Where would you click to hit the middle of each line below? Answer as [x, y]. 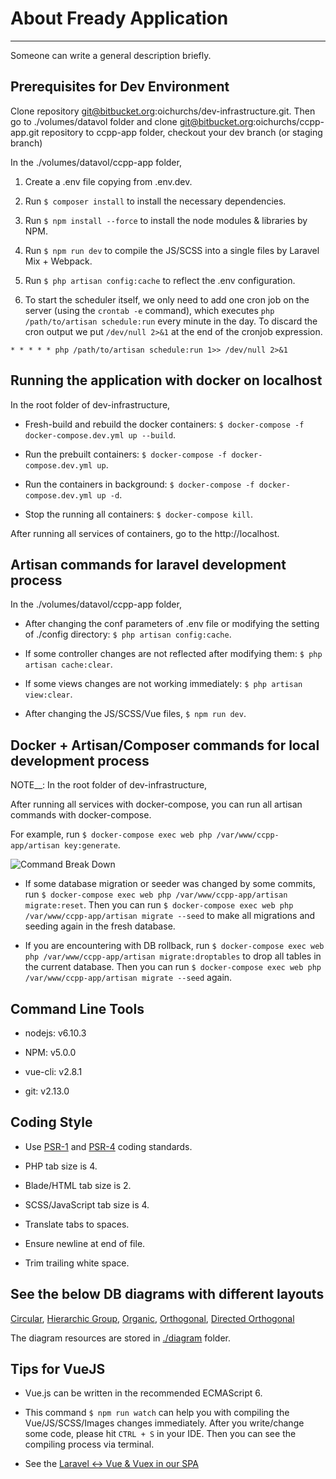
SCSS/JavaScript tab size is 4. [87, 1204]
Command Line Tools [77, 1008]
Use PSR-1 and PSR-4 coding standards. [108, 1146]
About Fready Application [119, 18]
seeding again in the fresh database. [100, 926]
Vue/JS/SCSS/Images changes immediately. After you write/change [164, 1423]
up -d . [109, 494]
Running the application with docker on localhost [166, 380]
